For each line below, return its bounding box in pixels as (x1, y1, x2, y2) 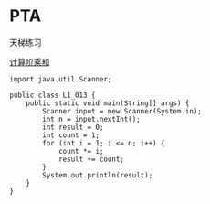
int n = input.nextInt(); (42, 114, 142, 123)
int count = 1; (42, 130, 100, 140)
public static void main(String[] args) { (26, 98, 190, 108)
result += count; (58, 155, 125, 164)
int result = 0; (42, 123, 104, 132)
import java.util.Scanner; (9, 74, 112, 83)
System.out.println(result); (42, 170, 153, 179)
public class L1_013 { (9, 91, 96, 100)
